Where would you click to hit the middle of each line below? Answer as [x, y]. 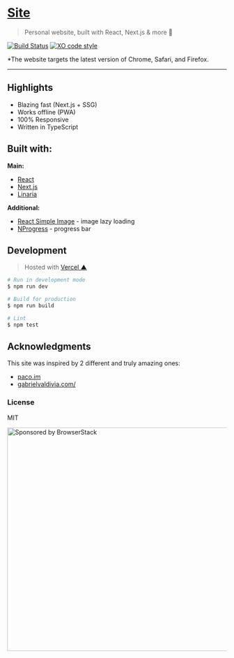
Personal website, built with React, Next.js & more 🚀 [98, 32]
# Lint [17, 318]
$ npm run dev [28, 287]
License [21, 402]
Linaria [27, 194]
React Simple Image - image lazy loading [76, 221]
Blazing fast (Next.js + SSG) [57, 104]
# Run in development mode [46, 280]
